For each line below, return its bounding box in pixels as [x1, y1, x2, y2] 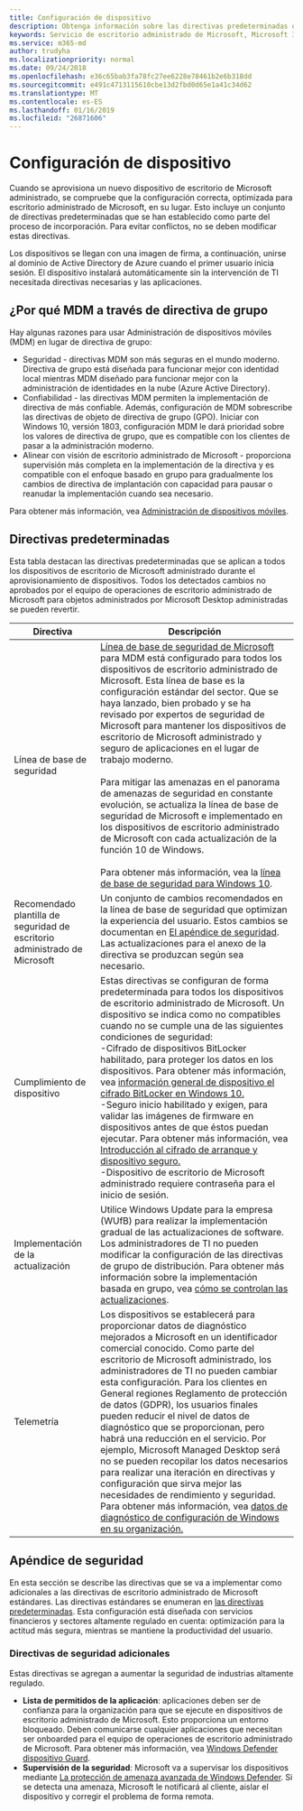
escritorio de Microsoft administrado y [100, 730, 262, 743]
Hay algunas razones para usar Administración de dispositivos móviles [9, 327, 272, 337]
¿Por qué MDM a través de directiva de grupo [9, 303, 269, 319]
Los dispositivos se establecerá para [100, 1307, 255, 1320]
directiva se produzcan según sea [100, 948, 244, 961]
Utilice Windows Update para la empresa [100, 1203, 273, 1215]
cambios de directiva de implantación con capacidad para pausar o [22, 478, 273, 489]
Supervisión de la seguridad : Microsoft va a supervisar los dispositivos [22, 1761, 289, 1773]
